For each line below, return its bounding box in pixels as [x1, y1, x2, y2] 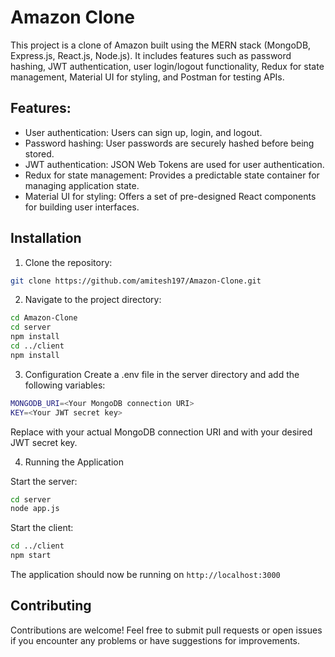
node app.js [10, 504, 60, 514]
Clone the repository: [24, 256, 113, 268]
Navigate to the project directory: [24, 294, 162, 306]
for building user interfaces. [24, 201, 140, 213]
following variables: [24, 379, 106, 391]
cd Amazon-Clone [10, 313, 78, 323]
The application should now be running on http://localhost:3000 [10, 569, 281, 581]
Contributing [10, 597, 92, 615]
